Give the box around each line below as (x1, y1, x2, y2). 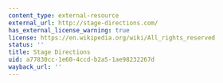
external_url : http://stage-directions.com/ (8, 19, 158, 27)
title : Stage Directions (8, 48, 91, 56)
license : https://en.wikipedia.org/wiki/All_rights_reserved (8, 33, 216, 42)
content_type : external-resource (8, 11, 119, 20)
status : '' (8, 41, 45, 49)
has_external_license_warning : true (8, 26, 130, 34)
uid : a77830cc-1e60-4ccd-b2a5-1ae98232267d (8, 56, 155, 64)
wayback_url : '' (8, 63, 62, 71)
